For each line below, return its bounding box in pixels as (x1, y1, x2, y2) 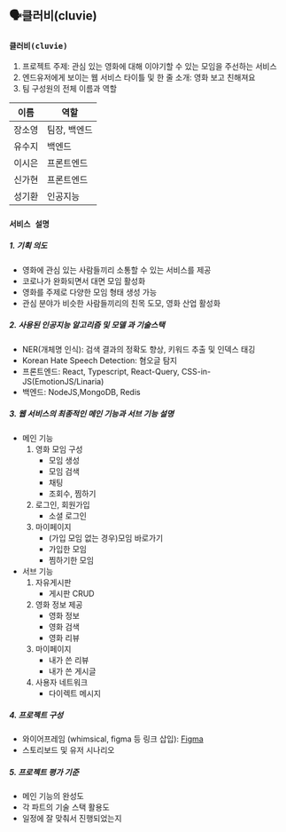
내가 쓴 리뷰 (48, 654, 89, 665)
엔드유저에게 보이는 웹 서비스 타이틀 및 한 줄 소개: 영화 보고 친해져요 (21, 72, 256, 83)
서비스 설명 (9, 218, 50, 229)
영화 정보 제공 (35, 598, 83, 610)
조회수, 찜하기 (48, 487, 97, 499)
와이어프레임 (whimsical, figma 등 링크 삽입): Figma (21, 733, 204, 744)
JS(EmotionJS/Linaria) (21, 376, 104, 386)
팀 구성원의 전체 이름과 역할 (21, 83, 118, 93)
